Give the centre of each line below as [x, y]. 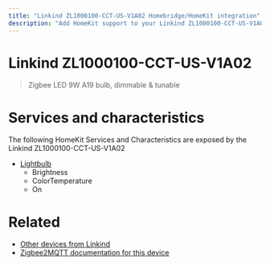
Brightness [50, 173]
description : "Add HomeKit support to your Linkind [96, 23]
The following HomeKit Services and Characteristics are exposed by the [128, 140]
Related [34, 222]
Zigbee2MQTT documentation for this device [94, 253]
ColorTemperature [62, 181]
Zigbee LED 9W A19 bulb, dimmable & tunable [104, 85]
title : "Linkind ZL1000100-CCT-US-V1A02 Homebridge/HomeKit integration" [135, 16]
